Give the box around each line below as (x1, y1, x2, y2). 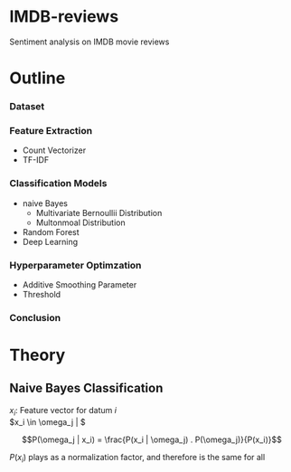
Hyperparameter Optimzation (9, 259, 142, 271)
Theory (9, 345, 66, 365)
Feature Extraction (9, 124, 93, 137)
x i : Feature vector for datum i (9, 404, 117, 418)
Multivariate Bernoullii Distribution (35, 207, 163, 218)
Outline (9, 68, 66, 89)
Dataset (9, 100, 45, 113)
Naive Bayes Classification (9, 381, 164, 396)
